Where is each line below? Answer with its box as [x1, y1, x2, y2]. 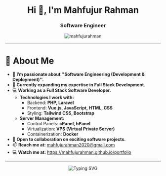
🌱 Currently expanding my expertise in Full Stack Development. [12, 82, 146, 88]
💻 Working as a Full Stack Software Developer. [12, 87, 111, 93]
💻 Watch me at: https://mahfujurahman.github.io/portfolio [12, 149, 131, 155]
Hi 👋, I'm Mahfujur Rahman [27, 4, 139, 16]
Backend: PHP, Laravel [27, 100, 74, 106]
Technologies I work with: [19, 95, 74, 101]
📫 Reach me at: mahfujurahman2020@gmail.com [12, 142, 115, 148]
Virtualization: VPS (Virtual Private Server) [27, 126, 115, 132]
